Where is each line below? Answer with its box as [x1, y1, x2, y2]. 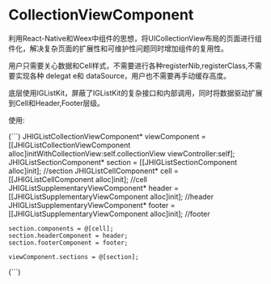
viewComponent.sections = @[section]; [8, 252, 139, 261]
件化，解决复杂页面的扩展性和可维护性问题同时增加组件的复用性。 [8, 43, 228, 53]
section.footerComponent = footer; [8, 239, 129, 247]
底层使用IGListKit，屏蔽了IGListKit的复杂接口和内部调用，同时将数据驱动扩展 [8, 87, 263, 98]
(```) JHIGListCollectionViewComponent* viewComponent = [8, 131, 206, 141]
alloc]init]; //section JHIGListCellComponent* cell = [8, 166, 180, 176]
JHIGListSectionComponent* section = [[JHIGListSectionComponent [8, 157, 238, 167]
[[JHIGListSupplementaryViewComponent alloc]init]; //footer [8, 209, 210, 218]
